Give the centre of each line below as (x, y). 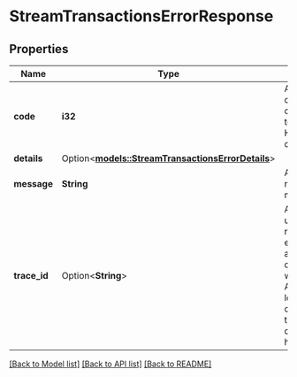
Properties (39, 49)
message (33, 184)
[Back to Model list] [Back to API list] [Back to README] (110, 364)
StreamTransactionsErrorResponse (141, 16)
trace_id (31, 276)
